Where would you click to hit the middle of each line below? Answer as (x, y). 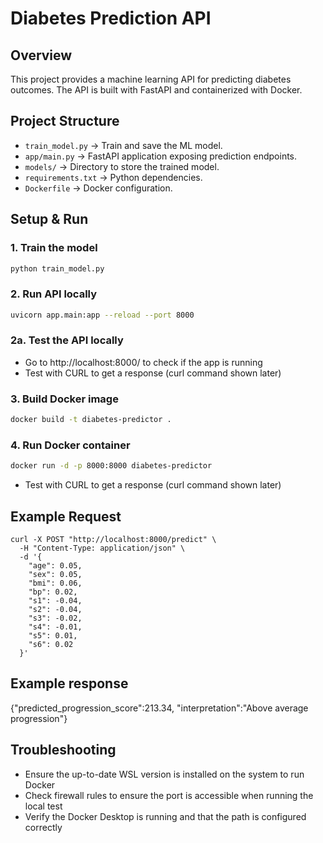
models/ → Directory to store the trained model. (122, 166)
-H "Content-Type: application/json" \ (102, 548)
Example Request (66, 516)
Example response (69, 683)
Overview (41, 55)
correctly (43, 827)
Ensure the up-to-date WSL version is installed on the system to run (164, 774)
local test (43, 806)
